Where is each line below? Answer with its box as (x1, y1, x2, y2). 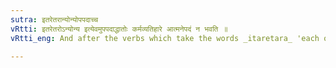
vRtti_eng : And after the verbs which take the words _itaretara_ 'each (10, 33, 320, 43)
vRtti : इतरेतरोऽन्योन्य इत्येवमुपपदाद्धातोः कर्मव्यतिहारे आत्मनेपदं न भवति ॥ (10, 24, 228, 34)
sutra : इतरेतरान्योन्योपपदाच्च (10, 14, 99, 25)
